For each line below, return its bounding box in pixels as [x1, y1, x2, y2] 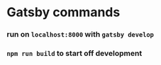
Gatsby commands [6, 4, 121, 20]
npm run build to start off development [6, 49, 143, 59]
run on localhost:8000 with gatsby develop [6, 30, 154, 40]
